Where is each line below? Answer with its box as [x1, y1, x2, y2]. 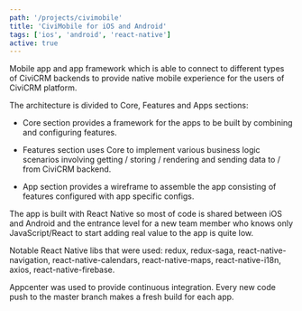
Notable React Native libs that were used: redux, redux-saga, [9, 245, 236, 256]
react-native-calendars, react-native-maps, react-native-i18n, [52, 255, 281, 266]
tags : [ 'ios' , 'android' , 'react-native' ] [9, 30, 171, 39]
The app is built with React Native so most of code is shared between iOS [9, 209, 282, 220]
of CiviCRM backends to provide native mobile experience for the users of [9, 73, 285, 84]
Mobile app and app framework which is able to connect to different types [9, 63, 285, 74]
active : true [9, 38, 59, 48]
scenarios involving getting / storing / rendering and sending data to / [22, 155, 281, 165]
